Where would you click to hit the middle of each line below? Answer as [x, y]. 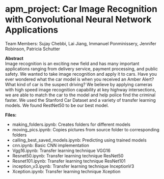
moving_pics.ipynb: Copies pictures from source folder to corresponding [86, 129]
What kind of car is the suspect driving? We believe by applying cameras [79, 84]
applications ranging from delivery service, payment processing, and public [82, 69]
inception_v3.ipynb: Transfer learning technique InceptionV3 [73, 166]
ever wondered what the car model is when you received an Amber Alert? [80, 79]
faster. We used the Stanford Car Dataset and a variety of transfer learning [81, 100]
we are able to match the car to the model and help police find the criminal [80, 95]
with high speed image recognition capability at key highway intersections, [81, 89]
